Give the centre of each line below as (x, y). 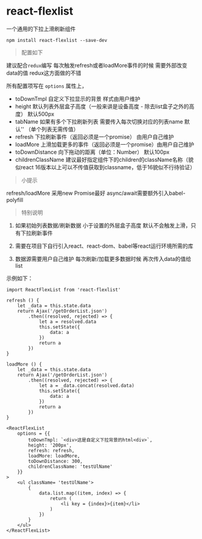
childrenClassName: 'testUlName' (71, 467)
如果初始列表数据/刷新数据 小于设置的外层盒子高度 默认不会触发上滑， (103, 225)
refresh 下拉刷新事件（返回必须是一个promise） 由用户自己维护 (95, 137)
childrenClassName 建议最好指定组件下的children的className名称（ (102, 159)
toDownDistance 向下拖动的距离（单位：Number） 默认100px (92, 152)
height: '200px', (50, 445)
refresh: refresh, (51, 450)
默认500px (41, 114)
